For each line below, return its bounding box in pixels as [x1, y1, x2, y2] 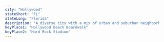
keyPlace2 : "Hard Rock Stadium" [5, 29, 71, 34]
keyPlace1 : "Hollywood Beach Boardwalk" [5, 25, 89, 30]
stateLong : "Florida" [5, 16, 49, 21]
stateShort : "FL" [5, 12, 41, 16]
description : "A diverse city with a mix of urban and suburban [5, 20, 139, 26]
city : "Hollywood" [5, 7, 42, 12]
